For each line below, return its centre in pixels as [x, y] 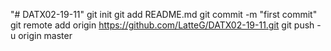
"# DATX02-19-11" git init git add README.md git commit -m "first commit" [164, 14]
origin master [45, 35]
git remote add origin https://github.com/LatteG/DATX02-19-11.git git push [162, 25]
